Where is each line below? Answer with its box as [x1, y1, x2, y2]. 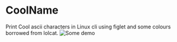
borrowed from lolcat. [5, 29, 59, 36]
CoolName [5, 4, 59, 17]
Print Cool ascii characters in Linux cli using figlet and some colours [5, 23, 171, 30]
